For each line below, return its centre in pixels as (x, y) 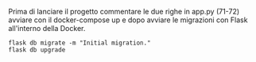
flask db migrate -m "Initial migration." (80, 43)
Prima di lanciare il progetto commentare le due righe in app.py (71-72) (124, 12)
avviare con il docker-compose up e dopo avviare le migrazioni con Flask (128, 20)
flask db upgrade (37, 50)
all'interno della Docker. (47, 28)
